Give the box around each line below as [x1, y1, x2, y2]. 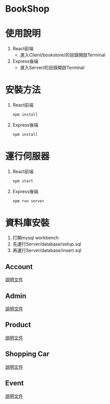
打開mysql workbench [12, 235, 59, 241]
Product [5, 320, 31, 329]
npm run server [12, 198, 45, 203]
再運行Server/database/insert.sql [12, 247, 82, 253]
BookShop [5, 3, 49, 15]
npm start [12, 178, 34, 183]
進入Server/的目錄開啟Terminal [20, 64, 85, 71]
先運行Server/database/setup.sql [12, 241, 82, 247]
